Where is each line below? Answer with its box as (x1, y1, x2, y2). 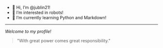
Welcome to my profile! (5, 29, 51, 34)
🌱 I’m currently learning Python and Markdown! (12, 15, 107, 20)
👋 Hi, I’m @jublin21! (12, 5, 51, 10)
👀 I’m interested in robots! (12, 10, 64, 15)
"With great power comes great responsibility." (16, 38, 111, 43)
